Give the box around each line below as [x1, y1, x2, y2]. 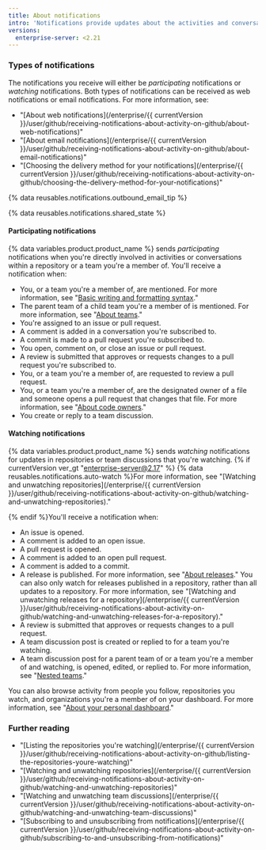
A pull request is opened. [19, 544, 101, 554]
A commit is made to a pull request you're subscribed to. [19, 334, 205, 345]
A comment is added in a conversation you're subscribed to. [19, 326, 217, 336]
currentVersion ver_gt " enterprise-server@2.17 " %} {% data [8, 463, 203, 472]
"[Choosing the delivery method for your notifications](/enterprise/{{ [19, 160, 244, 170]
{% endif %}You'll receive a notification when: [8, 512, 159, 521]
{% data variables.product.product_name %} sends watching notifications [8, 446, 251, 455]
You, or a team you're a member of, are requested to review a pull [19, 368, 234, 378]
